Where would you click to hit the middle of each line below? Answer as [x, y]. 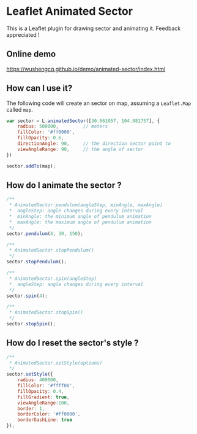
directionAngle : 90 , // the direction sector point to [94, 144]
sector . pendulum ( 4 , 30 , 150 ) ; [45, 234]
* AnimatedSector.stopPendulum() [52, 250]
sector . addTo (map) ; [31, 166]
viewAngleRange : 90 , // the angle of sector [80, 149]
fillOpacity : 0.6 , [41, 138]
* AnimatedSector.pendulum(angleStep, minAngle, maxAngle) [86, 205]
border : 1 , [31, 409]
